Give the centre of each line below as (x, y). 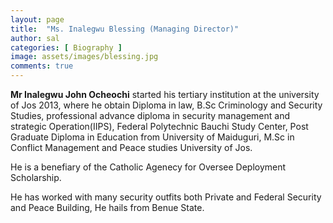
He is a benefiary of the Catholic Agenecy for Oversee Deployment (148, 167)
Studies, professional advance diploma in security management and (150, 115)
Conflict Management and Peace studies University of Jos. (131, 147)
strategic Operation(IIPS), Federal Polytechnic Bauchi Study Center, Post (159, 126)
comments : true (42, 66)
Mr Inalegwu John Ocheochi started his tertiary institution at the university (165, 94)
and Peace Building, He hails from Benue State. (107, 207)
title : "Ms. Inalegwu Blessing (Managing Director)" (125, 29)
